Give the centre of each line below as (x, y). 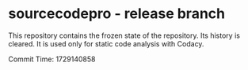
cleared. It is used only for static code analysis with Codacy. (106, 43)
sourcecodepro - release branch (117, 14)
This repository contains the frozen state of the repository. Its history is (124, 35)
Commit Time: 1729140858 (52, 59)
